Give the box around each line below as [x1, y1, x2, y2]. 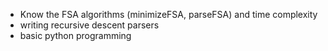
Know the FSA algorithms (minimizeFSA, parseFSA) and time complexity [19, 9, 318, 20]
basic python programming [19, 30, 132, 41]
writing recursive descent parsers [19, 19, 160, 31]
